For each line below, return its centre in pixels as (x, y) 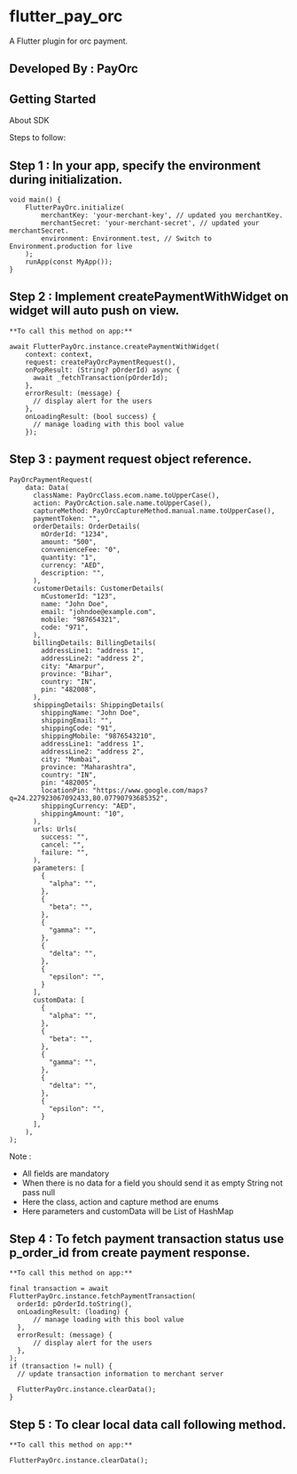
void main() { (35, 200)
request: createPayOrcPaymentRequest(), (101, 362)
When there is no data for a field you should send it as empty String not (152, 1183)
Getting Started (53, 99)
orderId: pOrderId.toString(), (75, 1305)
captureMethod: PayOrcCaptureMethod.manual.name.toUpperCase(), (154, 511)
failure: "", (65, 852)
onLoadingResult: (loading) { (73, 1312)
